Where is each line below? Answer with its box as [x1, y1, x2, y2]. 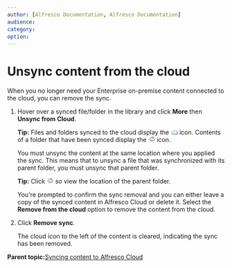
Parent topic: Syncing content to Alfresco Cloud [7, 253, 143, 261]
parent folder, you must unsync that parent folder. [17, 163, 159, 172]
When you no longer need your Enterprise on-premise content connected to [7, 87, 224, 95]
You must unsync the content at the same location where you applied [17, 149, 215, 157]
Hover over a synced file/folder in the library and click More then [17, 107, 202, 116]
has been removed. [17, 240, 73, 248]
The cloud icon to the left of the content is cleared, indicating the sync [17, 232, 218, 240]
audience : [7, 18, 36, 26]
